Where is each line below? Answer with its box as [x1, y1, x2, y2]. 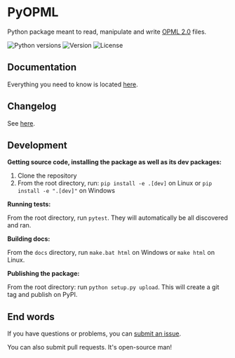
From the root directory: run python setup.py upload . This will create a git [7, 283, 220, 291]
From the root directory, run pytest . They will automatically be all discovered [7, 213, 228, 222]
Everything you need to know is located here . [7, 80, 138, 88]
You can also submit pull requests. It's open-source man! [7, 343, 173, 352]
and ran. [7, 221, 32, 230]
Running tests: [7, 200, 51, 208]
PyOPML [7, 4, 59, 20]
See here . [7, 119, 35, 127]
